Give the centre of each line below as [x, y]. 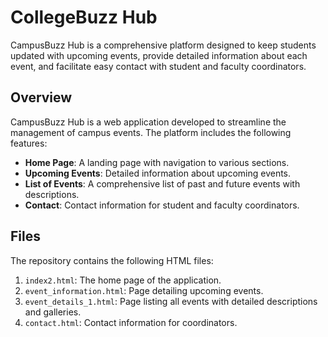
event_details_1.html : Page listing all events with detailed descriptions [171, 301]
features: [29, 143]
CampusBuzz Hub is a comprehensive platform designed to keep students [163, 45]
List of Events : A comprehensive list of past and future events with [162, 183]
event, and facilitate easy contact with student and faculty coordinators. [158, 66]
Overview [41, 97]
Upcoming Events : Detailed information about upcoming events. [158, 173]
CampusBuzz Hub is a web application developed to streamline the [148, 122]
